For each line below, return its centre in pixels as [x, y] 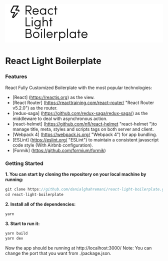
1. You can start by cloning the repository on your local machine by [76, 174]
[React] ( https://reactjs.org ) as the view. [53, 97]
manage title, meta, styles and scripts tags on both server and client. [83, 129]
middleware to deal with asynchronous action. [60, 118]
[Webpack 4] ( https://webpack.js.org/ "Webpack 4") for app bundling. [85, 134]
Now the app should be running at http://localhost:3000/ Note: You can [78, 248]
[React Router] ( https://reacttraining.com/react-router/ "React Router [83, 102]
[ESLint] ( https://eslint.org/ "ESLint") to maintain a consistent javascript [85, 139]
